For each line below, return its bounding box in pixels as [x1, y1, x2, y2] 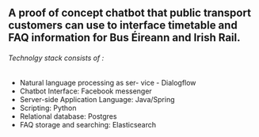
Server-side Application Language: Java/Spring [19, 94, 176, 104]
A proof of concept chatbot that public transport [8, 6, 252, 20]
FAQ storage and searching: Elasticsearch [19, 120, 157, 129]
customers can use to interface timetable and [8, 19, 238, 32]
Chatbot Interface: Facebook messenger [19, 86, 152, 96]
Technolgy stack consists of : [8, 53, 105, 63]
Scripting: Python [19, 103, 77, 112]
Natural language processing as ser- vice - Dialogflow [19, 78, 196, 87]
